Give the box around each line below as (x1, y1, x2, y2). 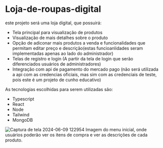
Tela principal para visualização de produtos (12, 29, 103, 35)
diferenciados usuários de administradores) (12, 61, 101, 67)
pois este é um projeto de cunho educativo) (12, 77, 101, 83)
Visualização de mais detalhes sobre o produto (12, 35, 108, 41)
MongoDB (12, 117, 33, 123)
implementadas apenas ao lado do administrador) (12, 50, 114, 56)
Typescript (12, 96, 35, 102)
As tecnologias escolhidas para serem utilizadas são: (5, 86, 113, 92)
